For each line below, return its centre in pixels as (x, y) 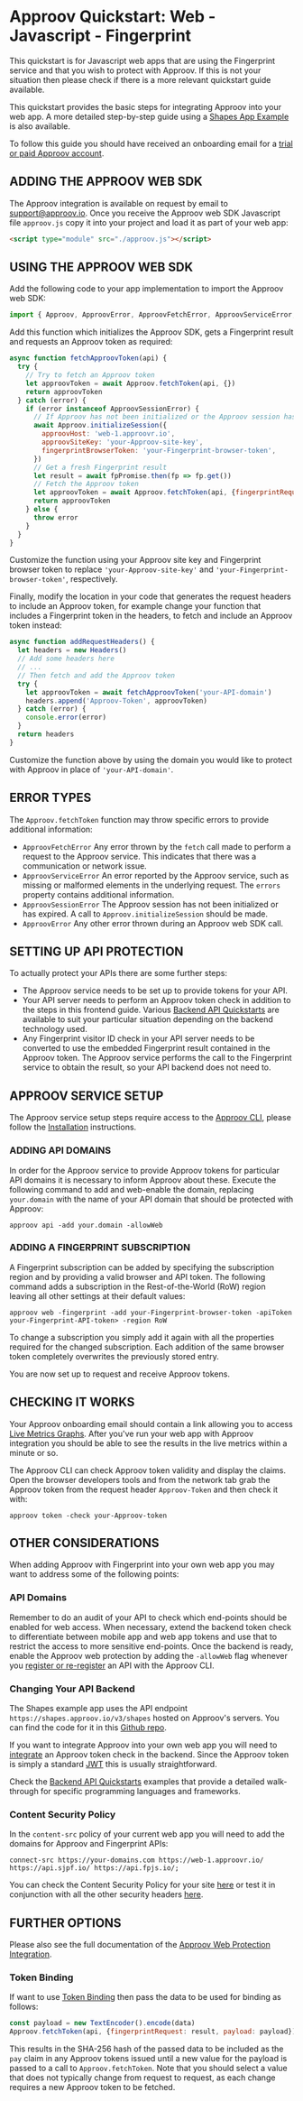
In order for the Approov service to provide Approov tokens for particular (145, 1170)
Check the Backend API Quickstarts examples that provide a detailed (137, 1782)
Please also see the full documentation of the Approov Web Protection (140, 1945)
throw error (55, 517)
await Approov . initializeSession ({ (100, 426)
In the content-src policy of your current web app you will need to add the (147, 1834)
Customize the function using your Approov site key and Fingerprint (135, 560)
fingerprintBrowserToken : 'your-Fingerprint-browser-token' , (159, 450)
